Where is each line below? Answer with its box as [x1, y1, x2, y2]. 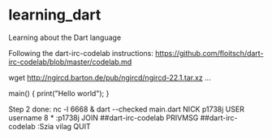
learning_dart [8, 6, 101, 24]
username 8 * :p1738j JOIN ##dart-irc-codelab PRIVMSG [8, 112, 199, 123]
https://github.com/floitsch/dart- [155, 48, 264, 58]
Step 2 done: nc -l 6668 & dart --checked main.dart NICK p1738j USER [8, 104, 245, 114]
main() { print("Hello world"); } [8, 88, 110, 98]
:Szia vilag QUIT [37, 121, 91, 131]
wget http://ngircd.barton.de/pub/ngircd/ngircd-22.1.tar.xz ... [8, 72, 211, 82]
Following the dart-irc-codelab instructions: [8, 48, 154, 58]
